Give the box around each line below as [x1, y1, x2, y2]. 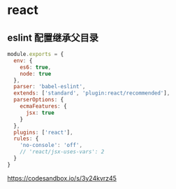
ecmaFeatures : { [20, 103, 68, 110]
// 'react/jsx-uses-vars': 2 [20, 148, 105, 155]
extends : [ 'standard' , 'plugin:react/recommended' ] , [13, 90, 170, 97]
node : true [20, 70, 52, 77]
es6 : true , [20, 64, 52, 71]
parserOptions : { [13, 97, 64, 104]
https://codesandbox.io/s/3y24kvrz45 [7, 174, 117, 182]
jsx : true [25, 109, 54, 116]
